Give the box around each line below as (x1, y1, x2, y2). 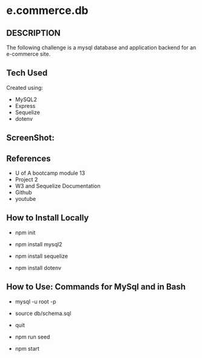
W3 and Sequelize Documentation (15, 183, 101, 190)
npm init (15, 229, 36, 236)
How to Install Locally (6, 213, 89, 223)
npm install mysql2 (15, 240, 62, 248)
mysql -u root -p (15, 298, 56, 305)
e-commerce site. (6, 50, 51, 58)
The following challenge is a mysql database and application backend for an (6, 44, 197, 51)
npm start (15, 345, 39, 352)
